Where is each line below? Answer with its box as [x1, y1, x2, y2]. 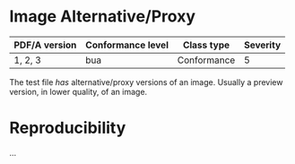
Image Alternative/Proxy [9, 6, 195, 27]
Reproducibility [9, 118, 126, 138]
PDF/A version [13, 39, 77, 51]
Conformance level [84, 39, 169, 51]
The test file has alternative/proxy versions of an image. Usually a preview [9, 76, 283, 87]
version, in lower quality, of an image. [9, 86, 148, 97]
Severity [243, 39, 282, 51]
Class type [182, 39, 230, 51]
